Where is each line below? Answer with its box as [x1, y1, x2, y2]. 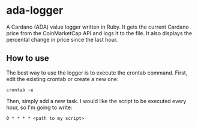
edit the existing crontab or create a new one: [6, 75, 119, 82]
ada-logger [6, 4, 64, 17]
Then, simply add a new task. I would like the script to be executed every [6, 97, 187, 104]
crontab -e [6, 87, 34, 93]
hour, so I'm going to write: [6, 104, 73, 111]
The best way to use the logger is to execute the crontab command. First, [6, 69, 188, 76]
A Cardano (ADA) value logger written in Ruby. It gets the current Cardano [6, 23, 189, 30]
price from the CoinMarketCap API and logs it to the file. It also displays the [6, 29, 193, 36]
